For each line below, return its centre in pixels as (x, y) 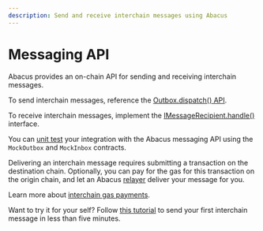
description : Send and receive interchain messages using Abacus (118, 15)
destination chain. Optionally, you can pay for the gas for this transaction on (131, 171)
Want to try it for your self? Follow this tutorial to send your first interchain (128, 210)
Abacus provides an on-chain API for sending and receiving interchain (122, 76)
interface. (24, 124)
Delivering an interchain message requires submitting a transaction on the (128, 162)
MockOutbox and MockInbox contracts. (67, 147)
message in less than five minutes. (64, 218)
